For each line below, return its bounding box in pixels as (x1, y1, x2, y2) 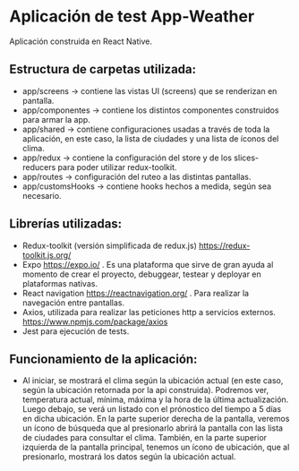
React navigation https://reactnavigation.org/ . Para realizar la (21, 287, 249, 298)
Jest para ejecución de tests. (21, 325, 130, 337)
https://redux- (198, 240, 251, 251)
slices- (234, 152, 260, 163)
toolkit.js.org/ (21, 249, 72, 261)
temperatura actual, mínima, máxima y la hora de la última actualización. (21, 394, 289, 405)
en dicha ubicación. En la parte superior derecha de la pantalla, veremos (21, 414, 290, 424)
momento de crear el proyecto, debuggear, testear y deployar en (21, 269, 261, 279)
